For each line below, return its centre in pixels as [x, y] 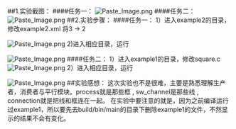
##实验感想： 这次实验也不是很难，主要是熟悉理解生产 [146, 83]
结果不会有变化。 [44, 118]
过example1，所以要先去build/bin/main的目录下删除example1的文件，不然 [115, 110]
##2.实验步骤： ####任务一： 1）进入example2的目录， [149, 20]
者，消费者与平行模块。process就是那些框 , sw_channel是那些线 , [103, 92]
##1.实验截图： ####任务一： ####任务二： [101, 11]
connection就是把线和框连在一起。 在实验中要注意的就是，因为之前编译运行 [118, 101]
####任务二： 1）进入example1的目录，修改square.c [144, 59]
